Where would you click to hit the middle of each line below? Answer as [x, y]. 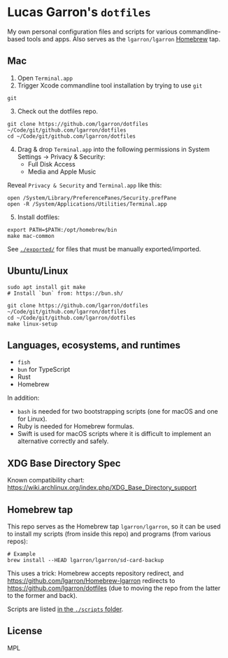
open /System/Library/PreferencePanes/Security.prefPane [92, 198]
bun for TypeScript [44, 370]
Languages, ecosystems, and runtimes [94, 345]
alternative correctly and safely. [63, 441]
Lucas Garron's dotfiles [79, 12]
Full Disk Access [51, 164]
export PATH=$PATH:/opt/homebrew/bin [62, 230]
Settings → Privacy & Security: [61, 156]
